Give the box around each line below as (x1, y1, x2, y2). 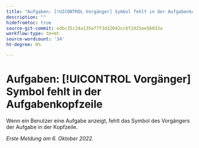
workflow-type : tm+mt (6, 31, 60, 37)
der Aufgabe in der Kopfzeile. (6, 123, 78, 130)
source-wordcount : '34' (6, 36, 65, 42)
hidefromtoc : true (6, 20, 52, 25)
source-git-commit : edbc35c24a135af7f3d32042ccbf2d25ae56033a (6, 25, 163, 31)
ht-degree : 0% (6, 42, 41, 48)
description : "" (6, 14, 46, 20)
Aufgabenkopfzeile (6, 98, 103, 111)
